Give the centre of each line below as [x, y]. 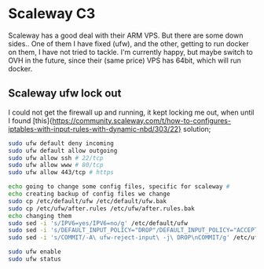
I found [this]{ [30, 120]
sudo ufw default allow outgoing [63, 151]
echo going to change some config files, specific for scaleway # [119, 187]
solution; [197, 129]
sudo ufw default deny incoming [61, 143]
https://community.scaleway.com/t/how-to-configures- [142, 120]
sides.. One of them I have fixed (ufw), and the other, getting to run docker [128, 43]
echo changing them [40, 216]
